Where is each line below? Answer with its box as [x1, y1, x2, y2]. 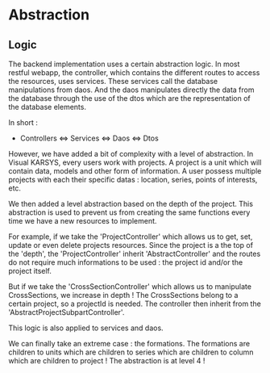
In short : [8, 118, 39, 127]
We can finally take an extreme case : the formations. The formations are [8, 339, 251, 348]
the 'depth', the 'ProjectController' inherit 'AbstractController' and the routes [8, 249, 261, 258]
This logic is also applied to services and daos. [8, 323, 164, 333]
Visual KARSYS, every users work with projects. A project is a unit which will [8, 157, 262, 167]
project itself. [8, 266, 52, 275]
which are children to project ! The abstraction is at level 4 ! [8, 356, 206, 365]
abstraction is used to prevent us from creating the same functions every [8, 207, 251, 217]
